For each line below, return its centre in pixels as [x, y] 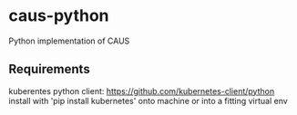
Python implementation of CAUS [69, 41]
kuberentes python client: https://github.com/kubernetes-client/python [142, 91]
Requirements [49, 69]
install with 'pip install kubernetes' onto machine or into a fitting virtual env [148, 101]
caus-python [59, 16]
